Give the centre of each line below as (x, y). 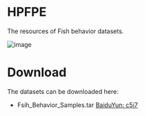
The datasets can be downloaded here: (63, 91)
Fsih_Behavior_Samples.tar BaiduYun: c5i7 (77, 105)
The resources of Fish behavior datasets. (66, 31)
